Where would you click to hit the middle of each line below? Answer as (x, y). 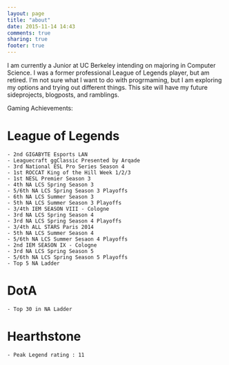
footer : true (26, 46)
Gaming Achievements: (40, 108)
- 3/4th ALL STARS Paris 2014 (51, 227)
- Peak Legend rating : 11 (46, 355)
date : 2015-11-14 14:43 (41, 26)
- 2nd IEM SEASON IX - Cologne (52, 245)
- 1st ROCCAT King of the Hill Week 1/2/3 (69, 172)
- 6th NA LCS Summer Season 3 (51, 197)
